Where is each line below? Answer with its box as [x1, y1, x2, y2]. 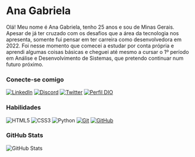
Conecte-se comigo [6, 75, 65, 83]
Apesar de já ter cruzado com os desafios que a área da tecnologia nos [6, 29, 179, 36]
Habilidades [6, 104, 41, 112]
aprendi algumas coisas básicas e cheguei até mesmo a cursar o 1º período [6, 48, 189, 55]
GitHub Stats [6, 131, 43, 139]
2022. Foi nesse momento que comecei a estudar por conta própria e [6, 42, 174, 49]
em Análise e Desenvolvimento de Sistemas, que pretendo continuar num [6, 54, 184, 62]
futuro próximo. [6, 60, 44, 68]
